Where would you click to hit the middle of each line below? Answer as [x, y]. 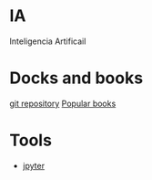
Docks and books [76, 78]
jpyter [34, 165]
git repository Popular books [63, 103]
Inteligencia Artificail [48, 41]
